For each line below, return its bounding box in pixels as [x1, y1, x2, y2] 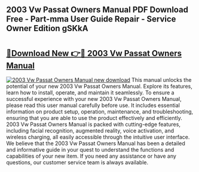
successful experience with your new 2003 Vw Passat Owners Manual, [6, 96, 182, 102]
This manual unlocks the [131, 76, 192, 83]
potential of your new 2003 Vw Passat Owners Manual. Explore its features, [6, 83, 192, 90]
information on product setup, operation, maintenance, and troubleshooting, [6, 108, 194, 115]
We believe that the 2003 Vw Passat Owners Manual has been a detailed [6, 140, 185, 147]
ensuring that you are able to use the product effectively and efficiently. [6, 115, 182, 121]
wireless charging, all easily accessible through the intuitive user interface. [6, 134, 190, 140]
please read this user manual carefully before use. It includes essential [6, 102, 180, 109]
